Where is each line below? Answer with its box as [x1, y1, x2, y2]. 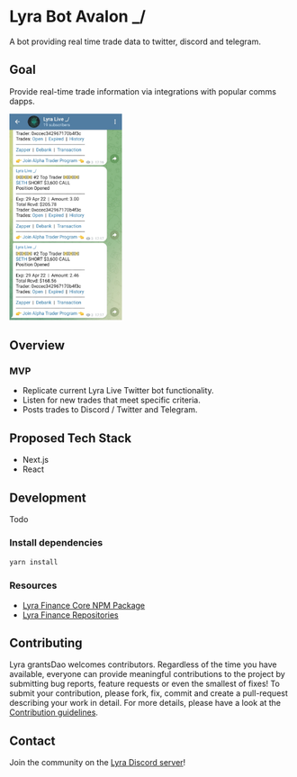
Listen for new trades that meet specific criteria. [22, 394, 201, 406]
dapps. [9, 95, 36, 106]
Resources [9, 579, 58, 592]
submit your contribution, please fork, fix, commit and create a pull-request [9, 688, 288, 699]
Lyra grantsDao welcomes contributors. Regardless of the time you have [9, 659, 277, 670]
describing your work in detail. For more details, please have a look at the [9, 698, 282, 709]
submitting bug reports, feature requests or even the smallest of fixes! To [9, 678, 281, 690]
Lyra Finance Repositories [22, 610, 119, 620]
